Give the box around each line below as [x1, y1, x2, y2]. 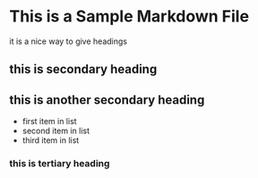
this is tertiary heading [9, 157, 110, 170]
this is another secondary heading [9, 92, 205, 107]
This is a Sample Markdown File [9, 6, 249, 27]
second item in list [21, 125, 90, 136]
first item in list [21, 116, 78, 127]
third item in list [21, 135, 80, 146]
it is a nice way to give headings [9, 36, 128, 47]
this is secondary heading [9, 62, 158, 77]
